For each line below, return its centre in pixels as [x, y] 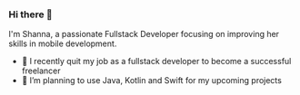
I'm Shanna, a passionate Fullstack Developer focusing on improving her [144, 34]
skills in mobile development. [63, 43]
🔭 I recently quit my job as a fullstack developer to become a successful [156, 62]
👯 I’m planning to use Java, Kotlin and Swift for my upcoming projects [152, 81]
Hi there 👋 [31, 14]
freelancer [41, 71]
